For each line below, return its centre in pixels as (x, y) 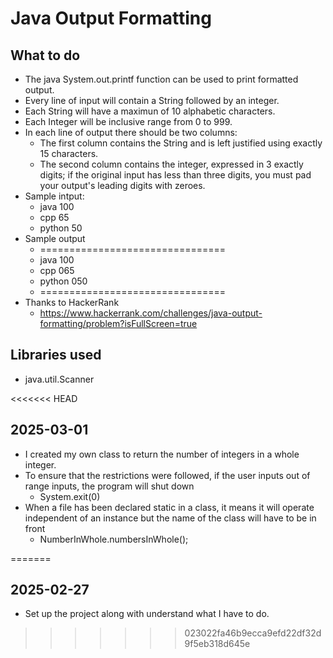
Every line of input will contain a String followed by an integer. (152, 100)
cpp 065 (57, 270)
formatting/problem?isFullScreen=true (118, 323)
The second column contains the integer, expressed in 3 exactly (171, 164)
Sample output (55, 238)
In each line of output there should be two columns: (131, 132)
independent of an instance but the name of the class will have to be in (170, 518)
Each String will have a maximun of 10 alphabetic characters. (150, 111)
